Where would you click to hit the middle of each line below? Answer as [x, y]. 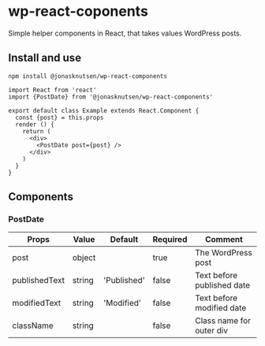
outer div [211, 331]
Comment [224, 240]
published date [222, 285]
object [84, 258]
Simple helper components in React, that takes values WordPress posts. [125, 33]
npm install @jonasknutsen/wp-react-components [88, 76]
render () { [35, 125]
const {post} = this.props [60, 117]
